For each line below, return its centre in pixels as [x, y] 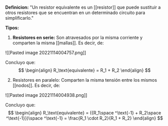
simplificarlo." [19, 18]
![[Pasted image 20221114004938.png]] [46, 95]
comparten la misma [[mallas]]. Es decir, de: [58, 43]
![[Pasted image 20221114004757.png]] [46, 53]
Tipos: [12, 28]
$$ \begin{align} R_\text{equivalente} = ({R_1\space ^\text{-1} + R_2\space [85, 113]
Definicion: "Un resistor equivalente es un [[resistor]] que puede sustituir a [83, 7]
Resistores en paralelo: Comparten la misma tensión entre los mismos [85, 80]
